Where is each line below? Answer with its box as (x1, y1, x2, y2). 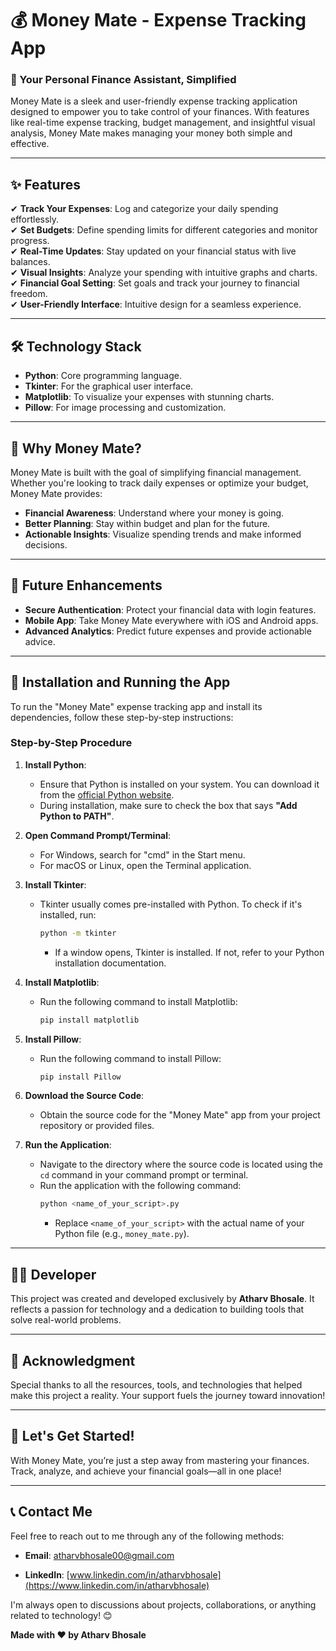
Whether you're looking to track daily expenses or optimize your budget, (10, 477, 309, 489)
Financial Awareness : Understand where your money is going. (24, 507, 285, 519)
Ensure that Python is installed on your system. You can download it (39, 778, 320, 790)
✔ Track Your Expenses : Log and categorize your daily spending (10, 203, 279, 215)
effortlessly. (10, 213, 60, 226)
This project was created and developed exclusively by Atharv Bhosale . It (10, 1293, 315, 1305)
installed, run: (39, 908, 97, 921)
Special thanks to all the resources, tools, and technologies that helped (10, 1378, 303, 1391)
